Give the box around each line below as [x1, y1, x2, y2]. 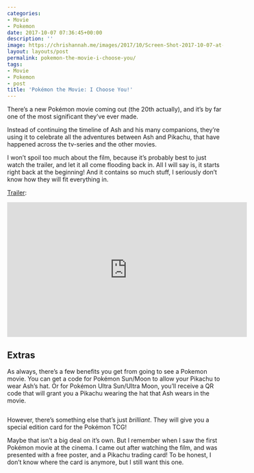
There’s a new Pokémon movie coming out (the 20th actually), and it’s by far [7, 105, 222, 114]
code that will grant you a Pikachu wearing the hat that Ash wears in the [7, 389, 210, 397]
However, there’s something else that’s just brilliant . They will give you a [7, 416, 209, 424]
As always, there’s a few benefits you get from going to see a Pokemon [7, 367, 207, 375]
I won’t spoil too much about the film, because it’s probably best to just [7, 153, 207, 162]
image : [7, 42, 26, 49]
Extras [7, 349, 36, 361]
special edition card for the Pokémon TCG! [7, 422, 127, 431]
